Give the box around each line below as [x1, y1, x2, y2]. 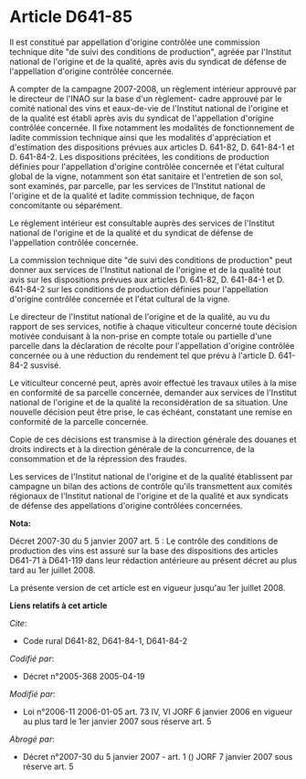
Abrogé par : [9, 733, 55, 744]
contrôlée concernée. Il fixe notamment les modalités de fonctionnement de [9, 121, 295, 133]
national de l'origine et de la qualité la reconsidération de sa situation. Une [9, 396, 289, 407]
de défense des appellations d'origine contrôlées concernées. [9, 500, 244, 511]
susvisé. [30, 359, 62, 371]
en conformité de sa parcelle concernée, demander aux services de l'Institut [9, 386, 297, 398]
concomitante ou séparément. [9, 199, 123, 211]
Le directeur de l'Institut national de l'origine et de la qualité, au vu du [9, 311, 270, 321]
